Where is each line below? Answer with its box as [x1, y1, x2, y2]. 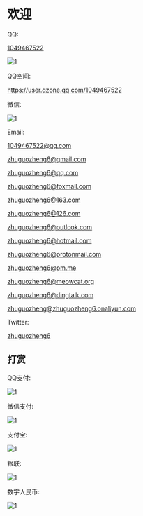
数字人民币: [7, 487, 40, 496]
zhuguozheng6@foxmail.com [7, 182, 92, 190]
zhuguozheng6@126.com [7, 209, 81, 217]
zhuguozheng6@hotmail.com [7, 236, 92, 245]
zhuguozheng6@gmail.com [7, 155, 86, 163]
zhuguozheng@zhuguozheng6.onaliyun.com [7, 304, 136, 313]
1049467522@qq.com [7, 141, 72, 149]
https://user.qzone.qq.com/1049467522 [7, 86, 122, 94]
